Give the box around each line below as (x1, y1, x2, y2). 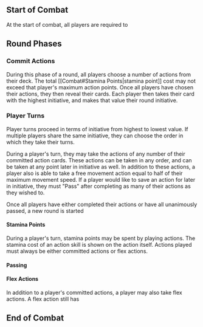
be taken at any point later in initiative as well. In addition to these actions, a (6, 163, 196, 170)
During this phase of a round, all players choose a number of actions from (6, 71, 191, 78)
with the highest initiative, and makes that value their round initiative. (6, 97, 178, 104)
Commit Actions (6, 57, 55, 66)
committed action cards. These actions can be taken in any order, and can (6, 156, 193, 163)
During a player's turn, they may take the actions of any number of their (6, 150, 185, 157)
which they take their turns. (6, 138, 75, 145)
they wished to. (6, 188, 45, 196)
